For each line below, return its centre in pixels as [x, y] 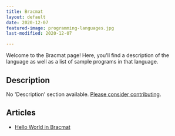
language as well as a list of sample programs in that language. [82, 62]
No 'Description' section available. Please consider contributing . [84, 94]
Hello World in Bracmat [42, 127]
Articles [21, 113]
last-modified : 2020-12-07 [39, 34]
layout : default [26, 17]
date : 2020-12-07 [27, 22]
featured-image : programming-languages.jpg [60, 28]
